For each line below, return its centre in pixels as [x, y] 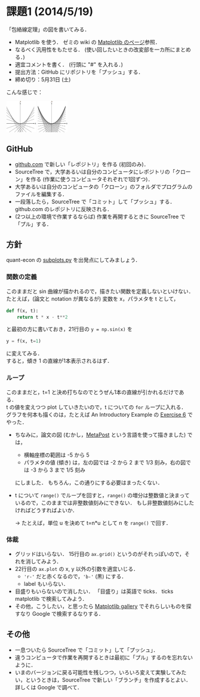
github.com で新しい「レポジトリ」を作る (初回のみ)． [82, 164]
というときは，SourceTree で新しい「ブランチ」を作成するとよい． [108, 680]
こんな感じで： [24, 92]
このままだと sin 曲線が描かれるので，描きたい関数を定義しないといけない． [100, 291]
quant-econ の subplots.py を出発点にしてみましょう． [73, 260]
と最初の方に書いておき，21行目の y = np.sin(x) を [69, 329]
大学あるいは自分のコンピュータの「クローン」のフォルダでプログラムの [104, 187]
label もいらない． [46, 583]
